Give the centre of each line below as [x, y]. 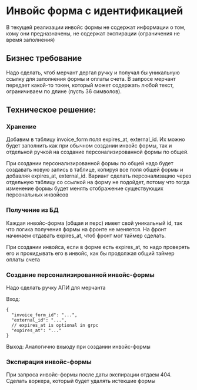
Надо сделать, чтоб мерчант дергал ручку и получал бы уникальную [93, 73]
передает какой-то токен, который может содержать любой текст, [90, 85]
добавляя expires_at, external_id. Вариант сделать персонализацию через [99, 176]
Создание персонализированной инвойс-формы [80, 274]
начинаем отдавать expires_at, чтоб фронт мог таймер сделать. [86, 235]
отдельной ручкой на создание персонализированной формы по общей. [98, 152]
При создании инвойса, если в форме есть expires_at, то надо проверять [98, 247]
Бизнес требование [44, 58]
